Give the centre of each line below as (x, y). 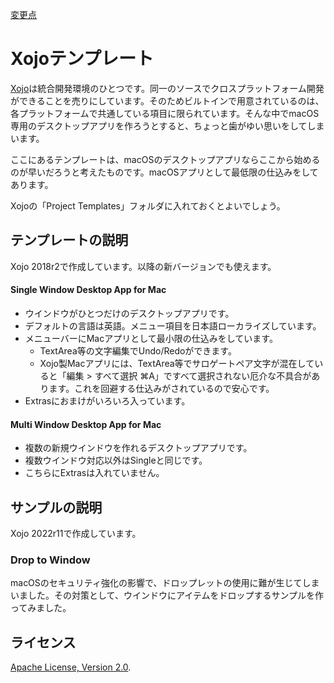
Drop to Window (50, 560)
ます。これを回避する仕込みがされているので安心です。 (161, 388)
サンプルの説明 (56, 507)
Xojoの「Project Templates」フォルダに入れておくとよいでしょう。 (148, 205)
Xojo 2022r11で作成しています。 (76, 533)
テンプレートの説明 (69, 240)
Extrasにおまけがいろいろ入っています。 (107, 400)
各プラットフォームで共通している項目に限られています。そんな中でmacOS (165, 113)
